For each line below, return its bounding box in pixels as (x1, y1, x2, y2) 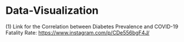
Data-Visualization (5, 4, 99, 17)
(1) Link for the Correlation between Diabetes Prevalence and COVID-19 (5, 23, 179, 30)
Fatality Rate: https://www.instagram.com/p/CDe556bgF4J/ (5, 29, 150, 36)
